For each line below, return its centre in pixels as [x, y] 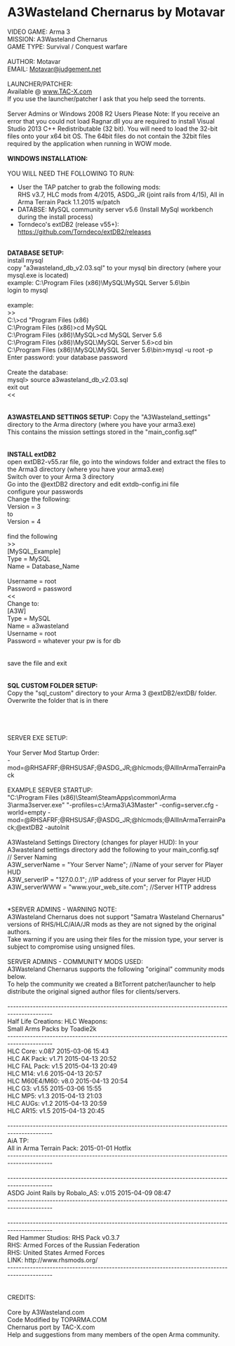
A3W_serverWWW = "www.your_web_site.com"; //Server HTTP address [112, 887]
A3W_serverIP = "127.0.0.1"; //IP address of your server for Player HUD [109, 879]
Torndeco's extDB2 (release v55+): [68, 224]
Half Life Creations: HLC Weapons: [58, 1021]
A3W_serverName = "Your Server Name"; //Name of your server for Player [115, 864]
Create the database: [38, 372]
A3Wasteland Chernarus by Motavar [116, 12]
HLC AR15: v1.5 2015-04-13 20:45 [56, 1111]
